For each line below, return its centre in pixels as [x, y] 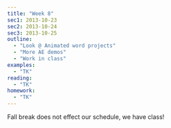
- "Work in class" [40, 59]
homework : [21, 91]
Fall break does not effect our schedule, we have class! [86, 117]
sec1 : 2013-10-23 [32, 20]
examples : [21, 65]
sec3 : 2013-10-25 [32, 33]
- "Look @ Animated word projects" [65, 46]
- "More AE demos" [40, 53]
